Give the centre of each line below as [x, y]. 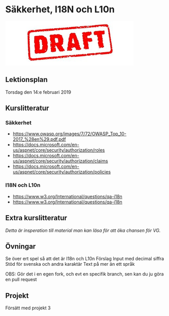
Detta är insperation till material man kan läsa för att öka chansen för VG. [83, 230]
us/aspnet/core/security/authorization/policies [62, 172]
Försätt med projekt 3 [28, 308]
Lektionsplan [26, 80]
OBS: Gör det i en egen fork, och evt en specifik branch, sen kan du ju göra [84, 274]
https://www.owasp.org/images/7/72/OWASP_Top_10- [70, 134]
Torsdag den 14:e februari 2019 [38, 92]
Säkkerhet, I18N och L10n [60, 9]
